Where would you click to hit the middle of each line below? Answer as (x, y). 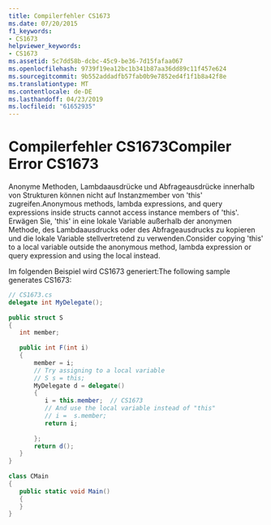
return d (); (54, 446)
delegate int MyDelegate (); (56, 302)
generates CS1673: (40, 280)
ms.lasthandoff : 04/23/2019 (56, 99)
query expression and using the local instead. (84, 256)
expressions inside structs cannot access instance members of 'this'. (124, 213)
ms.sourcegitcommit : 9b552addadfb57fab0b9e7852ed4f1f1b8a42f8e (118, 76)
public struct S (36, 318)
